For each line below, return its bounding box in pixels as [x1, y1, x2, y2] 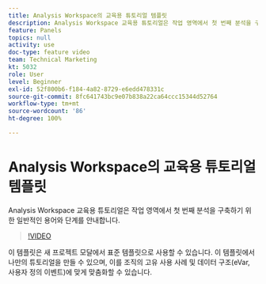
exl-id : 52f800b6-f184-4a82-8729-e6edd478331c [8, 85, 165, 93]
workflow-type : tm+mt [8, 100, 80, 108]
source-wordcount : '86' [8, 108, 87, 115]
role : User [8, 70, 44, 78]
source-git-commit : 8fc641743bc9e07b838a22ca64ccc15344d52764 [8, 93, 218, 100]
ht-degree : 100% [8, 115, 62, 123]
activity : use [8, 41, 55, 49]
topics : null [8, 33, 51, 42]
